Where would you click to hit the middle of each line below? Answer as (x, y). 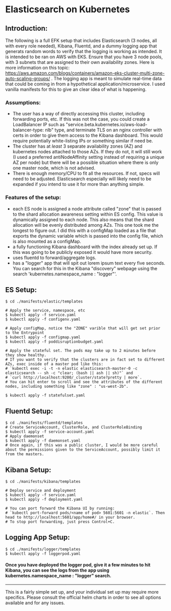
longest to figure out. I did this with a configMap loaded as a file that (84, 230)
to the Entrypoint (25, 333)
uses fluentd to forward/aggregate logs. (54, 257)
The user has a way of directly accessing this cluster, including (79, 114)
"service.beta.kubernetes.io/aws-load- (107, 125)
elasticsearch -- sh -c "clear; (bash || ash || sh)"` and (69, 373)
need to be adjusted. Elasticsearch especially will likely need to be (82, 179)
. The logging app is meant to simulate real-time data (106, 78)
